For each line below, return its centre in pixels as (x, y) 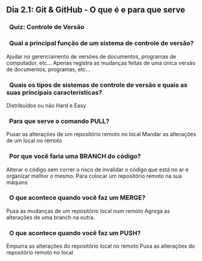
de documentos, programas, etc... (48, 69)
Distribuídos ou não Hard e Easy (46, 105)
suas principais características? (54, 92)
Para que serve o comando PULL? (59, 121)
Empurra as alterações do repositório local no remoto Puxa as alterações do (101, 246)
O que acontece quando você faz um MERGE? (77, 198)
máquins (17, 182)
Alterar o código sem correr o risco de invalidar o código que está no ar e (97, 169)
